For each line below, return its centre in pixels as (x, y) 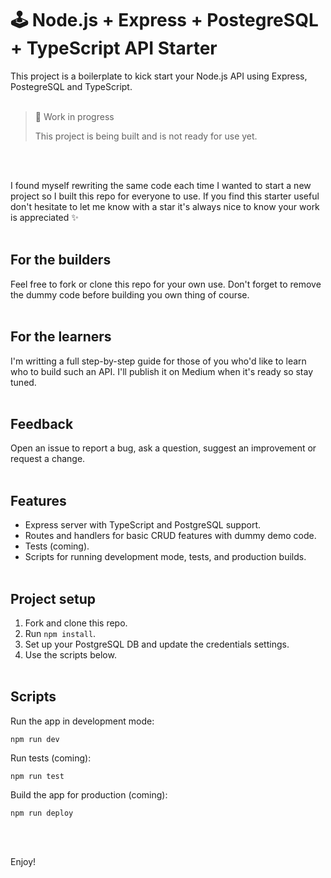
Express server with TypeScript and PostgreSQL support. (142, 525)
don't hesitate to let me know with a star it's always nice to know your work (165, 206)
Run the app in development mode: (82, 721)
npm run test (37, 776)
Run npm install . (60, 633)
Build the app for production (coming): (89, 794)
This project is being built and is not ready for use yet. (146, 136)
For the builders (61, 260)
